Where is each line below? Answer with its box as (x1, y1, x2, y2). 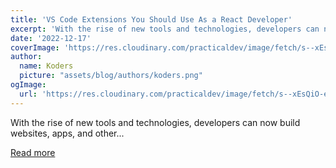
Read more (10, 146, 56, 158)
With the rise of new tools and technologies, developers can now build (10, 116, 301, 128)
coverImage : (10, 42, 60, 53)
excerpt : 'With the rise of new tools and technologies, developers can (10, 24, 320, 34)
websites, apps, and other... (10, 127, 125, 139)
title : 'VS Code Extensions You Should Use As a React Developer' (10, 14, 293, 25)
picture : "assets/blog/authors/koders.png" (19, 71, 203, 81)
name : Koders (19, 61, 74, 71)
